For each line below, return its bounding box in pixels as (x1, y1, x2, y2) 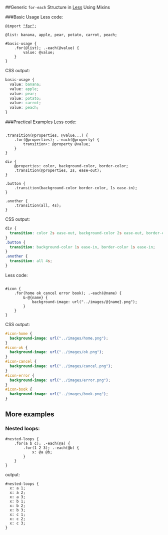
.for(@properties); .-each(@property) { (14, 137, 99, 142)
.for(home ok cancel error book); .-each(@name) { (14, 291, 122, 296)
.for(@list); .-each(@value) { (14, 46, 79, 51)
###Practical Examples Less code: (5, 119, 76, 125)
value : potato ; (9, 96, 41, 101)
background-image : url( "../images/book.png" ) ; (9, 392, 108, 397)
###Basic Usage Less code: (5, 14, 63, 20)
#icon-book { (5, 387, 32, 392)
